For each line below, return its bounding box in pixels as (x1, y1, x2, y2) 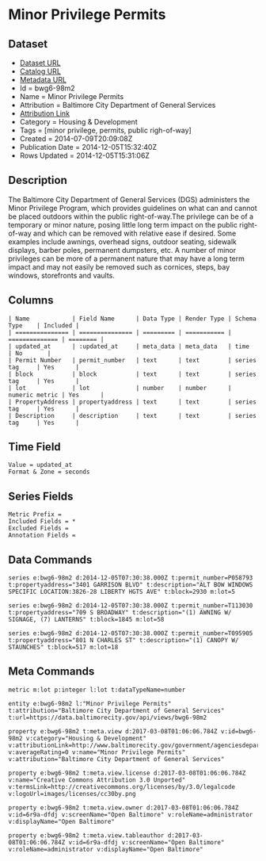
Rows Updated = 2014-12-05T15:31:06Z (19, 151, 150, 160)
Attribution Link (19, 109, 70, 118)
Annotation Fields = (8, 531, 77, 540)
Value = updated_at (8, 461, 73, 469)
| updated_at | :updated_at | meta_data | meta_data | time (8, 342, 249, 350)
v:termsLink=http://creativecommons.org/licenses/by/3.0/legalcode (8, 783, 236, 790)
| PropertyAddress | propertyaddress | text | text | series (8, 398, 257, 406)
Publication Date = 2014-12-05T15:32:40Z (19, 143, 157, 151)
